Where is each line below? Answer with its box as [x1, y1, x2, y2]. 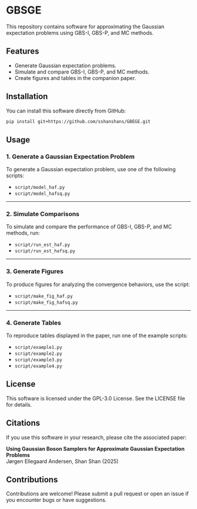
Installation [6, 92, 48, 102]
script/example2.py [14, 351, 63, 357]
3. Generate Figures [6, 267, 64, 275]
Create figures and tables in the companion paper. [14, 74, 137, 81]
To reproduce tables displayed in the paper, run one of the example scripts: [6, 332, 188, 339]
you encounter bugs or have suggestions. [6, 497, 107, 504]
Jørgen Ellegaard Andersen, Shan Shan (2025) [6, 457, 119, 465]
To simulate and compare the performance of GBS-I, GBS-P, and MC [6, 223, 172, 230]
